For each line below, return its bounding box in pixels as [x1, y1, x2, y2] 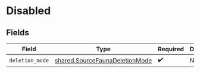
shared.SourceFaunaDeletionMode [54, 56, 152, 64]
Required [157, 45, 185, 53]
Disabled [6, 4, 51, 18]
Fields [6, 28, 30, 38]
